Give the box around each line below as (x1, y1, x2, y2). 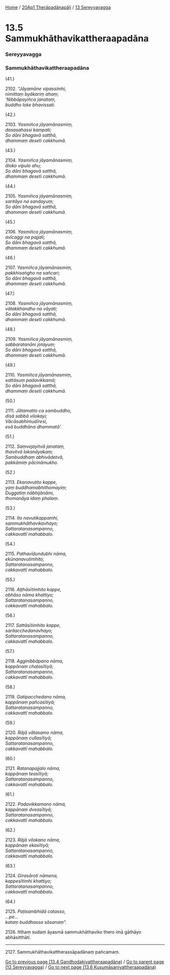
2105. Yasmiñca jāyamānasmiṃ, (5, 193, 73, 199)
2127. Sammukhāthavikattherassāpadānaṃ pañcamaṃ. (5, 949, 120, 955)
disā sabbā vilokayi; (5, 413, 47, 419)
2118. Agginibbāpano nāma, (5, 658, 64, 664)
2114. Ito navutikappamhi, (5, 515, 59, 521)
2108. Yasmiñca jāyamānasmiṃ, (5, 300, 73, 306)
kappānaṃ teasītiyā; (5, 771, 49, 777)
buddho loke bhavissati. (5, 102, 56, 108)
